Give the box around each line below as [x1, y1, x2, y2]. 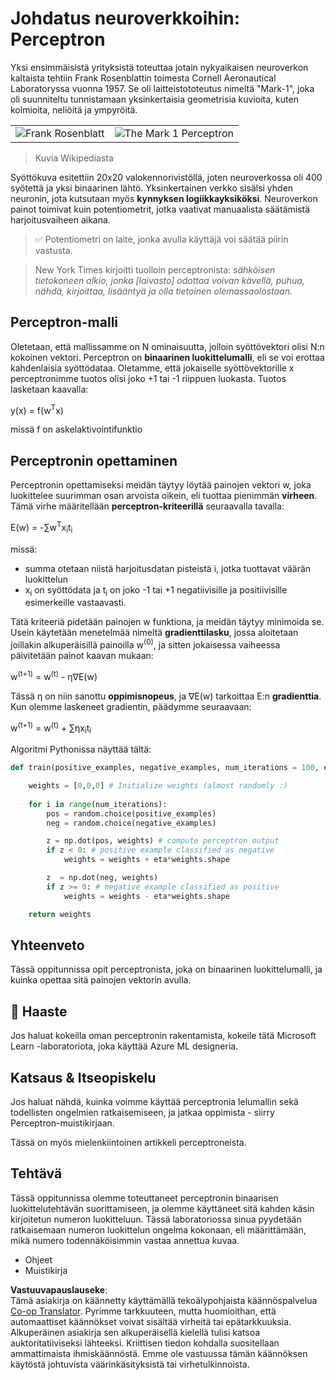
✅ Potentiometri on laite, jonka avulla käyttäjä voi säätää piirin [34, 233, 289, 245]
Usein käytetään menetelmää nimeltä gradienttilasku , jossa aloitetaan [10, 627, 299, 639]
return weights [28, 909, 92, 919]
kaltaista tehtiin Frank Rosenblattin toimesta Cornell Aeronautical [10, 72, 277, 84]
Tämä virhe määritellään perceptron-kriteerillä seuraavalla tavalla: [10, 500, 285, 512]
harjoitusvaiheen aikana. [10, 213, 111, 226]
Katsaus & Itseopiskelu [10, 1069, 157, 1086]
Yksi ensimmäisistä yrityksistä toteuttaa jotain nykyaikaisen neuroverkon [10, 61, 309, 73]
